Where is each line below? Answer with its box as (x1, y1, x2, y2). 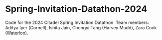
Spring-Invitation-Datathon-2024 (5, 3, 148, 15)
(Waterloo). (5, 30, 28, 36)
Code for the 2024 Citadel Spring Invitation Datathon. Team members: (5, 20, 150, 25)
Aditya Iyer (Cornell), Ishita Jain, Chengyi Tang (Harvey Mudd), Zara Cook (5, 24, 157, 30)
